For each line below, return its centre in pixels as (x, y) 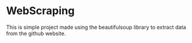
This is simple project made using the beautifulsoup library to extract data (96, 27)
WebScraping (41, 11)
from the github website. (36, 33)
